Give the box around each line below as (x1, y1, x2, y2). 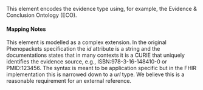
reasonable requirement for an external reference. (6, 77, 132, 85)
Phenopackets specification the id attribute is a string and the (6, 45, 160, 53)
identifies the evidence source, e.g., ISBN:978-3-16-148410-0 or (6, 58, 167, 65)
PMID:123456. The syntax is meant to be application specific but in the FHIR (6, 65, 197, 72)
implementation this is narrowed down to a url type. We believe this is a (6, 71, 185, 78)
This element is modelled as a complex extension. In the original (6, 39, 167, 46)
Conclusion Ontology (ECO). (6, 11, 77, 19)
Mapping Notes (6, 25, 46, 33)
